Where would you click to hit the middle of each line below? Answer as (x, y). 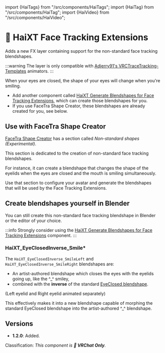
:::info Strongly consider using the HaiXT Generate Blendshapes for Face (79, 230)
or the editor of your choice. (33, 221)
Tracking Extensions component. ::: (41, 235)
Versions (19, 324)
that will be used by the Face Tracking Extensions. (56, 188)
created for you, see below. (40, 111)
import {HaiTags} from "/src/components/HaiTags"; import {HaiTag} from (80, 7)
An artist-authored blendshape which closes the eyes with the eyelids (83, 273)
